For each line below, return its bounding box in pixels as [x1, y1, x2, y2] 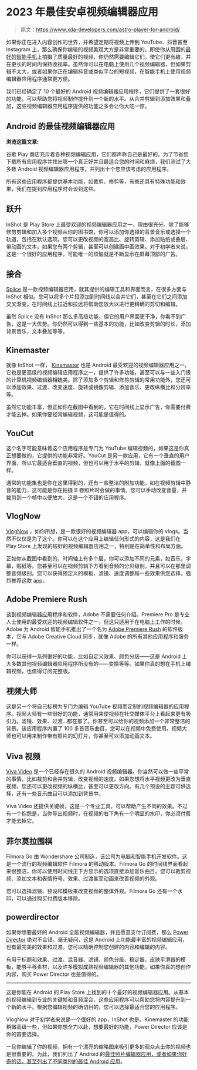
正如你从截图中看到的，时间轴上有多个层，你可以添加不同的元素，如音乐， [6, 554, 186, 562]
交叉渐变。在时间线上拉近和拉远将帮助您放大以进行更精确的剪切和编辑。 [6, 301, 181, 308]
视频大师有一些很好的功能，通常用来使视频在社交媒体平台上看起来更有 [16, 710, 186, 717]
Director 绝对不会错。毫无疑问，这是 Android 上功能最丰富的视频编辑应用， [6, 936, 188, 943]
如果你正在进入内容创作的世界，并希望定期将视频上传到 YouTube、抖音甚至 [6, 38, 188, 45]
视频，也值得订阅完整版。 [11, 667, 73, 674]
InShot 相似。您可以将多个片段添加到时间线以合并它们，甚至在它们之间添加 [6, 293, 188, 300]
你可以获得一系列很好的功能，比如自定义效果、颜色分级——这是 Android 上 [6, 653, 188, 660]
